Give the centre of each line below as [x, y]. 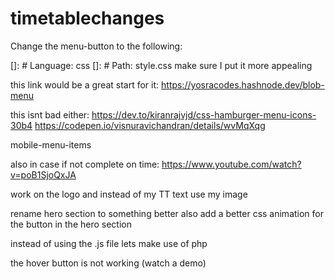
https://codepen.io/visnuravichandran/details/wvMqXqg [150, 125]
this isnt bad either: [50, 114]
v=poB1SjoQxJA [43, 174]
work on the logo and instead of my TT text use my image [129, 194]
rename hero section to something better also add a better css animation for [167, 213]
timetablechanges [87, 18]
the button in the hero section [71, 224]
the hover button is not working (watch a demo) [108, 263]
